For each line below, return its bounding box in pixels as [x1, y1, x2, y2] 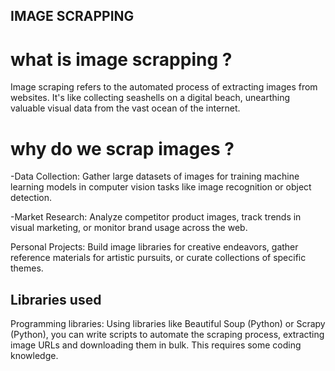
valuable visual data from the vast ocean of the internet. [10, 102, 241, 114]
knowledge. [10, 350, 59, 362]
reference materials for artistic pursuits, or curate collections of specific [10, 252, 307, 264]
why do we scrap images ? [10, 137, 235, 160]
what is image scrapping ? [10, 48, 233, 71]
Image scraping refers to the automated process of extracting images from [10, 81, 318, 93]
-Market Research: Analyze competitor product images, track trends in [10, 211, 302, 223]
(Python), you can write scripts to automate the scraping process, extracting [10, 329, 325, 341]
